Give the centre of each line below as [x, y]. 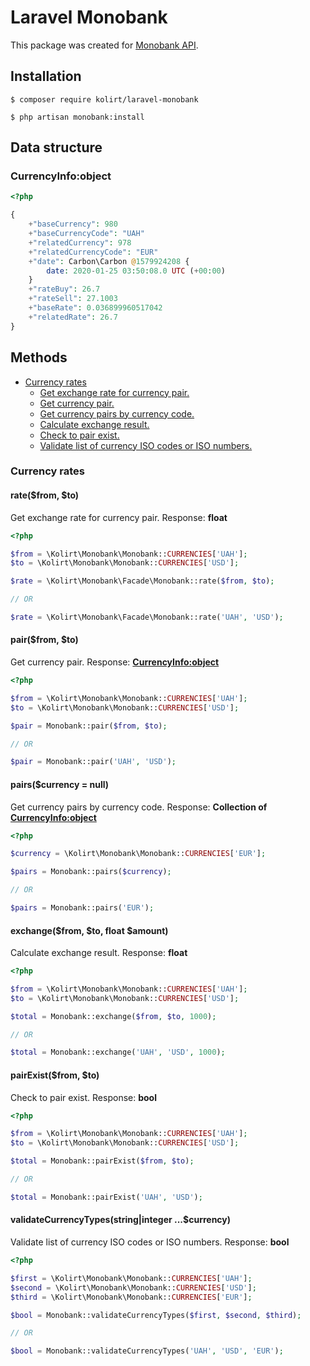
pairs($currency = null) [60, 784]
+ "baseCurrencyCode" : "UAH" [86, 234]
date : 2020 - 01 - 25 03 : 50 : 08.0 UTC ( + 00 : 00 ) [136, 271]
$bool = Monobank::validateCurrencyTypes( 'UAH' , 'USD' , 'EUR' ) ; [147, 1351]
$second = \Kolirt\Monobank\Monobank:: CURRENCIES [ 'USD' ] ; [133, 1287]
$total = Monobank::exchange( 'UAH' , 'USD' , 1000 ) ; [118, 1052]
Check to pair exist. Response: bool [83, 1097]
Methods [39, 357]
